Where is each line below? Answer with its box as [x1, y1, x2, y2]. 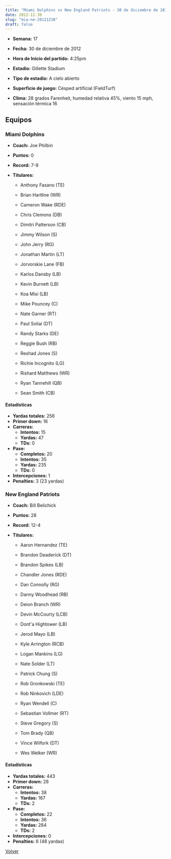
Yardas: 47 [20, 435, 44, 441]
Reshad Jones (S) [20, 350, 58, 356]
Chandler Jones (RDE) [20, 572, 67, 578]
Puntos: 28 [12, 512, 37, 519]
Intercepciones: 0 [12, 832, 51, 839]
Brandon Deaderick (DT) [20, 552, 72, 558]
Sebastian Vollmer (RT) [20, 710, 69, 716]
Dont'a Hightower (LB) [20, 621, 68, 628]
